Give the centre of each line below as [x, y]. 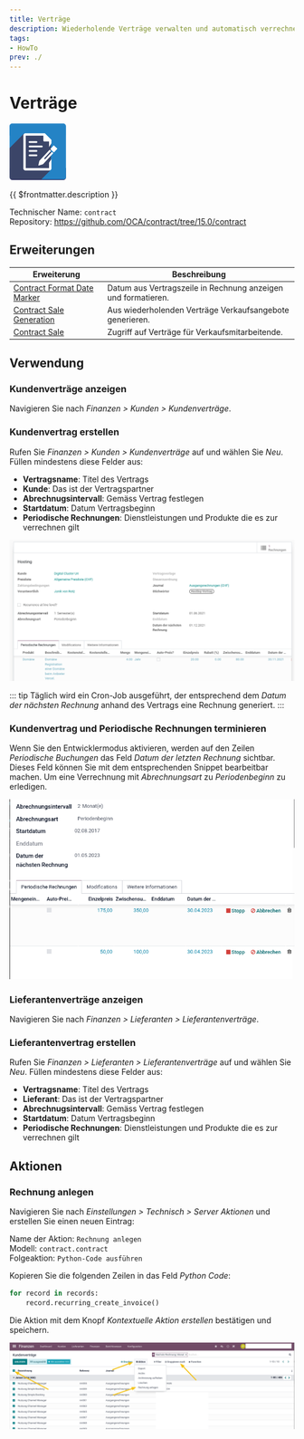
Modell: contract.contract [59, 1249]
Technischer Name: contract [63, 212]
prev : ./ [26, 58]
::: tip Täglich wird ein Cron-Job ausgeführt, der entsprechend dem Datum [148, 696]
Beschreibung [199, 274]
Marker [27, 297]
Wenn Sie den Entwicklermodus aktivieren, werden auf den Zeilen [132, 748]
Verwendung [47, 364]
